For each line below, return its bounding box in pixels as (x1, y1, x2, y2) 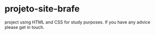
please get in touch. (4, 24, 44, 30)
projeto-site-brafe (4, 3, 80, 14)
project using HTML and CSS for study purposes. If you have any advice (4, 19, 151, 25)
